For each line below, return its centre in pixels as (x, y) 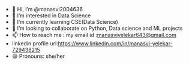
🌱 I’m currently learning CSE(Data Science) (65, 22)
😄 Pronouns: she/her (38, 56)
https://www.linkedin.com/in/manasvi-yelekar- (115, 44)
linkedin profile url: (35, 44)
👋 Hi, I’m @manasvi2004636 (47, 9)
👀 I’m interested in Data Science (51, 16)
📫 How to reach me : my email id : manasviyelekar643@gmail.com (94, 35)
